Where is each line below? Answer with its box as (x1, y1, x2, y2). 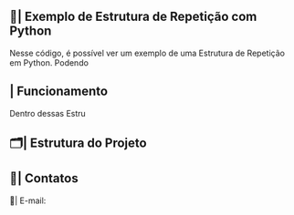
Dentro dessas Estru (9, 107, 87, 118)
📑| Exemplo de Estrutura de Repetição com (9, 9, 257, 25)
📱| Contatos (9, 170, 79, 187)
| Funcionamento (9, 84, 108, 99)
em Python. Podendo (9, 56, 89, 68)
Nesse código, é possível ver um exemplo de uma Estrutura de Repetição (9, 47, 286, 58)
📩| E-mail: (9, 195, 47, 206)
